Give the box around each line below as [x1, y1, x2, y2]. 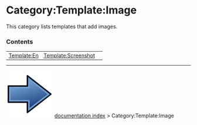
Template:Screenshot [43, 52, 96, 59]
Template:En [8, 52, 39, 59]
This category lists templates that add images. [6, 23, 118, 30]
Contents [6, 38, 33, 46]
